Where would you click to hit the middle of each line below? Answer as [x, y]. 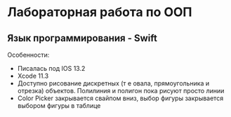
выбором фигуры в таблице [59, 105]
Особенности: [28, 55]
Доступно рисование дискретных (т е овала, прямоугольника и [113, 83]
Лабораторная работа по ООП [100, 12]
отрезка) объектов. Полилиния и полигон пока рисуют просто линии [121, 91]
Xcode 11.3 [33, 76]
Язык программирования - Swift [82, 38]
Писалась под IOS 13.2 [51, 68]
